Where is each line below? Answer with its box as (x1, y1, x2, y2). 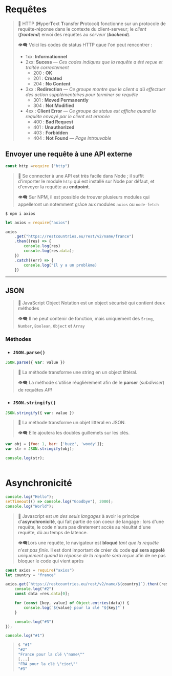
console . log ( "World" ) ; (5, 504, 54, 509)
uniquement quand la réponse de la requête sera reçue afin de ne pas (17, 552, 166, 558)
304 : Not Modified (33, 102, 74, 108)
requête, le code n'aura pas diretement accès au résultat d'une (17, 524, 151, 530)
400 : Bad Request (33, 119, 73, 125)
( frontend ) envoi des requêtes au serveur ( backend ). (17, 31, 131, 37)
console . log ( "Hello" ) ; (5, 494, 54, 499)
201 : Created (33, 75, 62, 81)
